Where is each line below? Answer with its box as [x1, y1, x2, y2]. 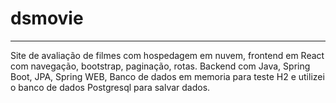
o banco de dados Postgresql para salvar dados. [10, 81, 211, 93]
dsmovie [10, 7, 84, 30]
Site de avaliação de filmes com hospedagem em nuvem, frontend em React [10, 49, 325, 61]
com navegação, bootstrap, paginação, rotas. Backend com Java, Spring [10, 60, 311, 72]
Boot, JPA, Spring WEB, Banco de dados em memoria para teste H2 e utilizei [10, 70, 325, 82]
